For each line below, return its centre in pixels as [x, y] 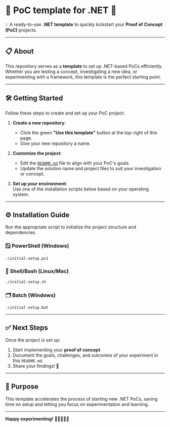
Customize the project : [37, 153]
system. [21, 194]
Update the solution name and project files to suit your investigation [91, 168]
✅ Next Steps [27, 328]
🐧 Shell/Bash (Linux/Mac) [37, 271]
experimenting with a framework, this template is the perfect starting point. [83, 77]
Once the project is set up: [33, 340]
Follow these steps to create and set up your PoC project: [65, 113]
